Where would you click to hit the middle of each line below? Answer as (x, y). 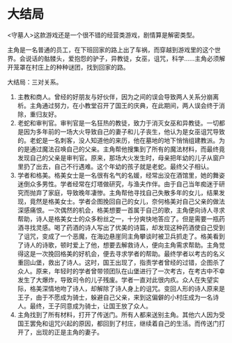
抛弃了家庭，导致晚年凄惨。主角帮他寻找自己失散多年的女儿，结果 (124, 192)
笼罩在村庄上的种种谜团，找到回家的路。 (71, 67)
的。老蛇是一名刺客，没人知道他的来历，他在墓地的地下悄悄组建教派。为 (121, 140)
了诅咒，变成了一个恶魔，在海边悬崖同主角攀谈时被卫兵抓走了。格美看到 (121, 236)
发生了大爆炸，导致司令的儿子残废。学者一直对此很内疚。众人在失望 (115, 280)
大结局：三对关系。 (35, 82)
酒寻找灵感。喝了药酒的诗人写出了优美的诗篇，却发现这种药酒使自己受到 (121, 227)
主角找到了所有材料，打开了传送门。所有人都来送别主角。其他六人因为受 (121, 314)
